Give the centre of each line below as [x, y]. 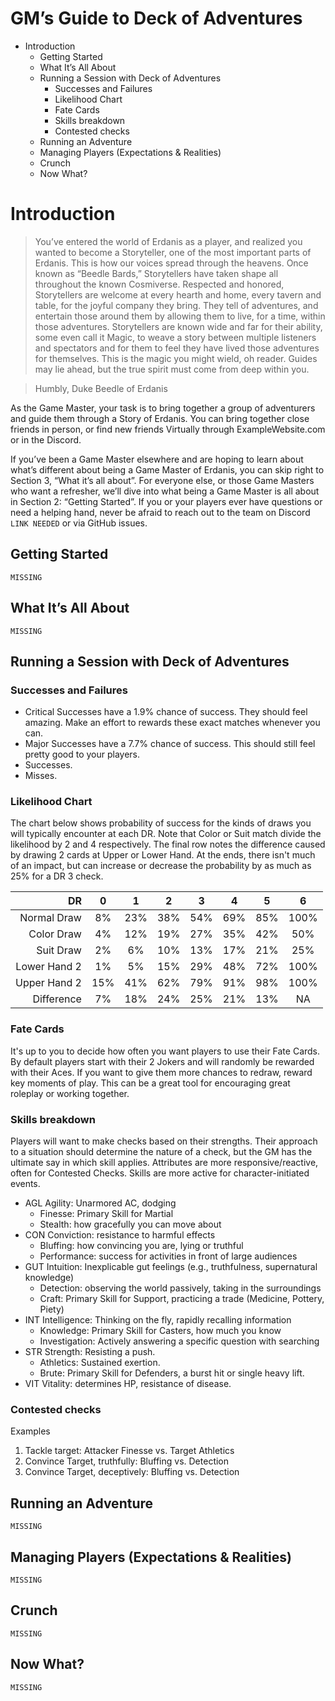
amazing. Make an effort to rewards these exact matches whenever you [172, 723]
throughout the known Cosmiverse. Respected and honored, [159, 284]
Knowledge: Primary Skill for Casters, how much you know [160, 1331]
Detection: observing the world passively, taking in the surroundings [180, 1288]
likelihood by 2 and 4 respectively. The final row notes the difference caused [168, 844]
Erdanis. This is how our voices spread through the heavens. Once [171, 263]
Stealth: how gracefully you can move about [130, 1224]
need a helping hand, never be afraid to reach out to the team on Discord [160, 512]
